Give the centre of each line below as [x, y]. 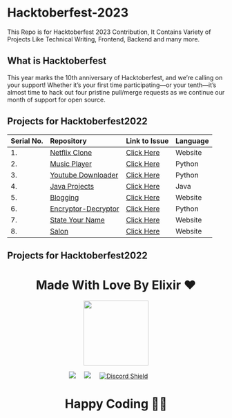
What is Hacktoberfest [57, 61]
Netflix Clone [71, 152]
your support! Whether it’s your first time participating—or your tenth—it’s [112, 85]
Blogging [65, 197]
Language [192, 141]
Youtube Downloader [84, 175]
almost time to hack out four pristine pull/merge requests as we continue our [116, 92]
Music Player [71, 164]
